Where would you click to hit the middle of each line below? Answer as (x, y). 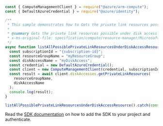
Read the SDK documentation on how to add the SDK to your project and (78, 114)
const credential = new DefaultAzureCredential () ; (62, 65)
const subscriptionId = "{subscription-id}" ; (56, 51)
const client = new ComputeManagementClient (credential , (68, 70)
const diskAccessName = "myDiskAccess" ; (51, 60)
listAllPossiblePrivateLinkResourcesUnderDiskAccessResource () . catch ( (78, 105)
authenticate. (18, 119)
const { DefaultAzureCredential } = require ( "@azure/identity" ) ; (72, 11)
